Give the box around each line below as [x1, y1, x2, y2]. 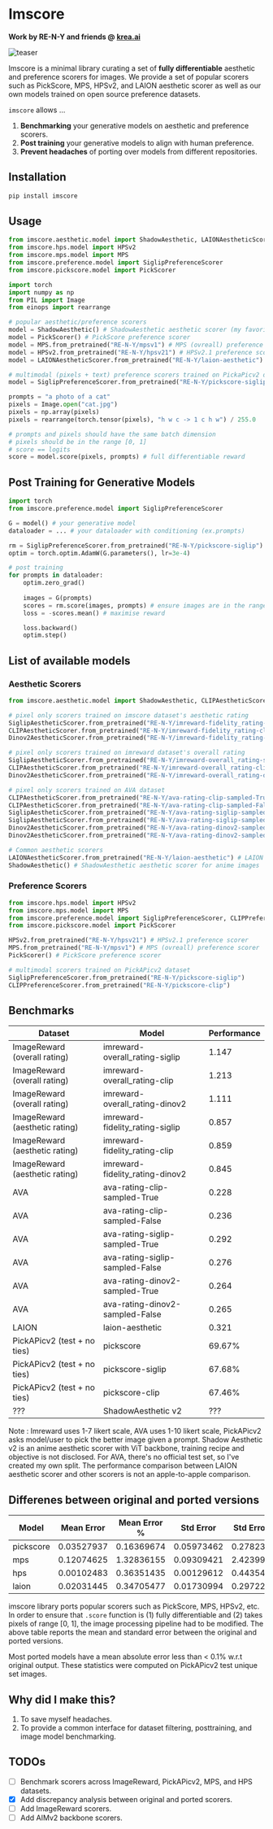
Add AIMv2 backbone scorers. [19, 1813, 123, 1822]
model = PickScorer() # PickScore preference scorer [8, 333, 191, 342]
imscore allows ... [8, 105, 66, 115]
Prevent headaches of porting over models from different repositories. [19, 146, 258, 156]
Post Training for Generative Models [8, 475, 196, 489]
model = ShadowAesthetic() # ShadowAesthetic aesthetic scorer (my [8, 326, 242, 334]
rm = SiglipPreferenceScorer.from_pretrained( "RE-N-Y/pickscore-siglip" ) [8, 542, 264, 550]
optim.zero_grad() [23, 579, 85, 587]
